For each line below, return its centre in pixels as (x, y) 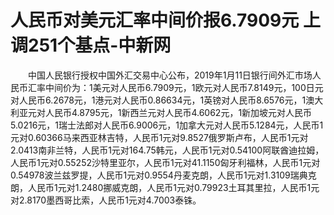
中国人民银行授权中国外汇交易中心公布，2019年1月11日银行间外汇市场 (170, 75)
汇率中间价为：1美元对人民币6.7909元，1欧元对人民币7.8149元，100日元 (175, 87)
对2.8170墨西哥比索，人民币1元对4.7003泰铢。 (106, 200)
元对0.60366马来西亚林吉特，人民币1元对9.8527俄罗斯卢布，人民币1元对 (159, 137)
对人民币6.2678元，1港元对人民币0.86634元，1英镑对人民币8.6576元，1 (158, 100)
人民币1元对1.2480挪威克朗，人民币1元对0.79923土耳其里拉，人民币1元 (173, 187)
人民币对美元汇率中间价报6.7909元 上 (165, 20)
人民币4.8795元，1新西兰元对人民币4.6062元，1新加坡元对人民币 (178, 112)
